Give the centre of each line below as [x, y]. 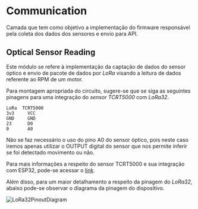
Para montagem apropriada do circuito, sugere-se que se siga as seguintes [98, 91]
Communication [47, 11]
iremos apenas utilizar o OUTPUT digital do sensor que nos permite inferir [97, 146]
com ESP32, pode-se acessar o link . [51, 170]
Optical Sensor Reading [51, 53]
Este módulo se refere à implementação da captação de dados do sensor [96, 66]
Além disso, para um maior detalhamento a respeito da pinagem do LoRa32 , [99, 182]
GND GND [21, 118]
